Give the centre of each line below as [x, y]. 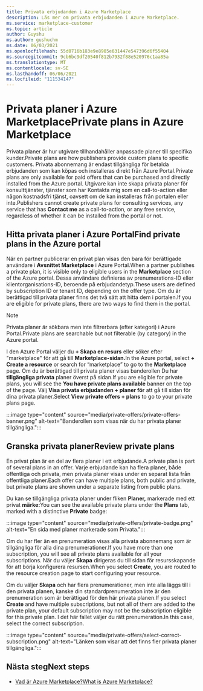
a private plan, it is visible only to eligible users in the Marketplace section [99, 271]
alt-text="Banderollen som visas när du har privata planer [110, 421]
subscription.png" [29, 641]
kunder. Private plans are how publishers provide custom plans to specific [98, 158]
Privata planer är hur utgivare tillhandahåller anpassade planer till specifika [99, 152]
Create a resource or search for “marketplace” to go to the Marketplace [96, 364]
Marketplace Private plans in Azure [95, 122]
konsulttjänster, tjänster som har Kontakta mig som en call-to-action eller [97, 190]
